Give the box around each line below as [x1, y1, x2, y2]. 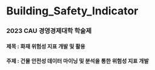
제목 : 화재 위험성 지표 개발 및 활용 [6, 42, 86, 50]
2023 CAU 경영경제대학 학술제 [6, 27, 92, 35]
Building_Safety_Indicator [6, 4, 139, 18]
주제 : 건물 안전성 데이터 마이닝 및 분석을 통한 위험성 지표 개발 [6, 57, 150, 65]
